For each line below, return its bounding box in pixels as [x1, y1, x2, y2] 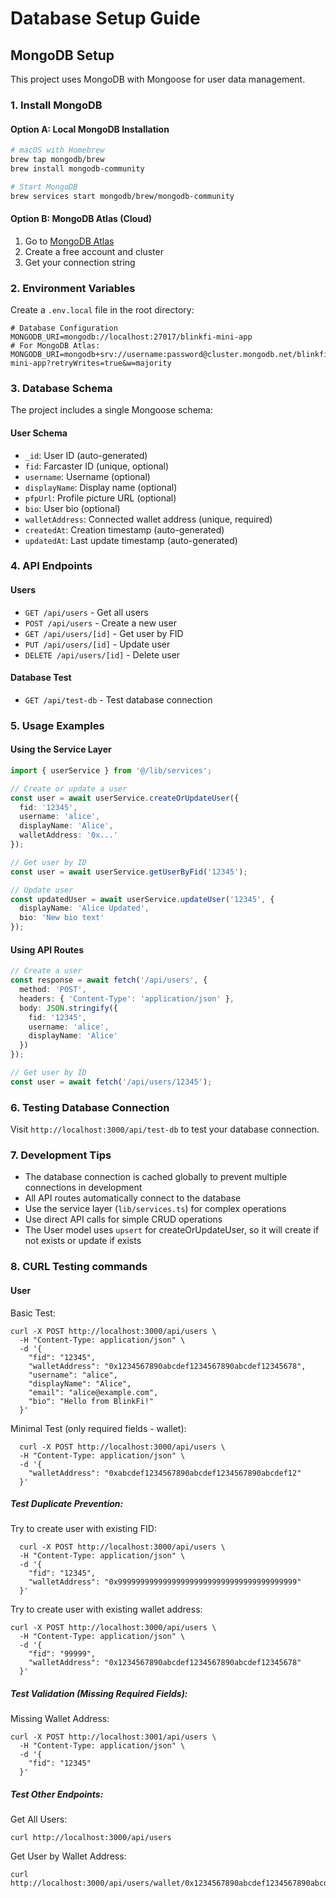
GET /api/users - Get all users [24, 606, 149, 618]
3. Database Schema [10, 381, 113, 395]
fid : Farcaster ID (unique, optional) [24, 460, 170, 472]
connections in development [24, 1182, 143, 1194]
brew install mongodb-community [10, 163, 145, 174]
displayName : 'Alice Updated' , [19, 903, 150, 914]
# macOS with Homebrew [10, 145, 105, 156]
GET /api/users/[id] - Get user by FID [24, 627, 184, 639]
